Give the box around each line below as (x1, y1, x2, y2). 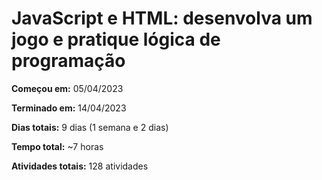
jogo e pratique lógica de (11, 28, 221, 51)
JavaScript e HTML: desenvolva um (11, 7, 313, 30)
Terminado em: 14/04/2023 (11, 102, 127, 114)
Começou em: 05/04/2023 (11, 82, 124, 94)
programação (11, 50, 126, 72)
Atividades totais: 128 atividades (11, 160, 149, 172)
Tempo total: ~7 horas (11, 140, 104, 152)
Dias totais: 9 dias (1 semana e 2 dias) (11, 121, 169, 133)
